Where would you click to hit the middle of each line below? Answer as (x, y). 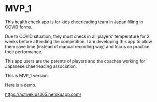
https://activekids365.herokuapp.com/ (43, 94)
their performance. (24, 52)
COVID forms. (19, 27)
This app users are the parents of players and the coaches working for (75, 61)
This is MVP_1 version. (27, 75)
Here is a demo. (21, 85)
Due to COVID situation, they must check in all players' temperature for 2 (77, 36)
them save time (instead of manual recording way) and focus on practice (77, 46)
